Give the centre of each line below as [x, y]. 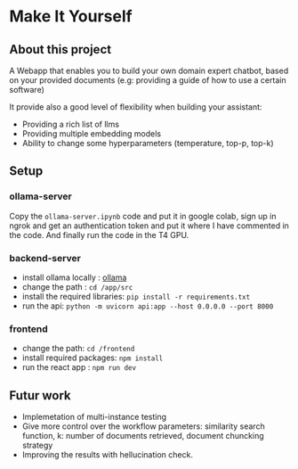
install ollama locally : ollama [74, 277]
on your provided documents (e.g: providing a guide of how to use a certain [148, 80]
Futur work [40, 395]
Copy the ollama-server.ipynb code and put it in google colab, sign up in [143, 216]
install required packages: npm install [93, 358]
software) [27, 90]
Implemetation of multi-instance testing [94, 417]
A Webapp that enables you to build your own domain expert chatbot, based [149, 70]
